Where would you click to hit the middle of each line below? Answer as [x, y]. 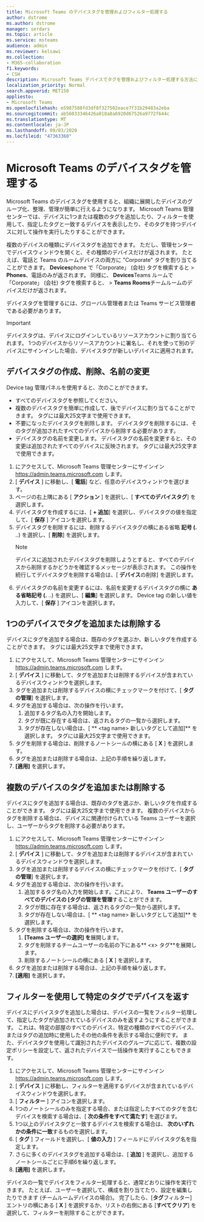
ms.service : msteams [32, 40]
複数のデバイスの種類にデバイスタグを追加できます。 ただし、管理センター [100, 244]
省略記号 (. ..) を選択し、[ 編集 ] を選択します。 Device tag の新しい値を [109, 595]
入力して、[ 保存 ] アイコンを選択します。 [66, 603]
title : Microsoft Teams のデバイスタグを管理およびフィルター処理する [87, 12]
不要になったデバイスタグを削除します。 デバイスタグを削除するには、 [103, 423]
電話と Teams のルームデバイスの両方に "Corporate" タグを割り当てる [110, 259]
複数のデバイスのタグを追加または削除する [86, 787]
